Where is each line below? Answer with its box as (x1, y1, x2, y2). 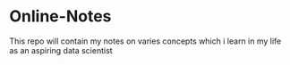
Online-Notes (9, 6, 112, 27)
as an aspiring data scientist (9, 45, 114, 55)
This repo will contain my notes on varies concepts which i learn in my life (9, 36, 282, 46)
